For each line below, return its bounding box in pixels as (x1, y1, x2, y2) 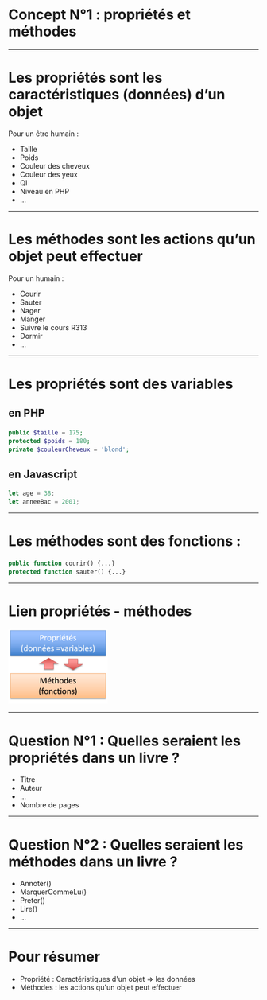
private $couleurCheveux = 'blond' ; (8, 446, 130, 453)
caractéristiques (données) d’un (8, 86, 226, 104)
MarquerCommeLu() (19, 887, 87, 897)
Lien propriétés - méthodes (8, 602, 192, 620)
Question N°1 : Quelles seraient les (8, 732, 241, 749)
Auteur (19, 784, 42, 793)
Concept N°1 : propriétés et (8, 6, 191, 24)
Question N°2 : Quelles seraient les (8, 835, 244, 854)
